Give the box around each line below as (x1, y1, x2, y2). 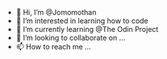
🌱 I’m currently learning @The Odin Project (15, 25, 159, 33)
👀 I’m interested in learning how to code (15, 16, 149, 26)
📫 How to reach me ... (15, 42, 91, 51)
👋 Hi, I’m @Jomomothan (15, 8, 97, 17)
